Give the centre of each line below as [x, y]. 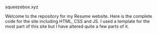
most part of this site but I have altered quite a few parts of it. [67, 26]
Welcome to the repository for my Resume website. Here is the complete [79, 16]
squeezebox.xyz [22, 7]
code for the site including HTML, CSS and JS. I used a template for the [78, 21]
